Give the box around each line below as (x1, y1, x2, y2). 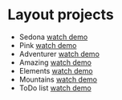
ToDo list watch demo (18, 82, 91, 93)
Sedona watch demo (18, 32, 88, 42)
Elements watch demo (18, 66, 93, 75)
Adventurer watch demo (18, 49, 100, 58)
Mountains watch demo (18, 74, 98, 84)
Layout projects (7, 6, 114, 24)
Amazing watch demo (18, 58, 91, 67)
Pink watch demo (18, 40, 77, 50)
